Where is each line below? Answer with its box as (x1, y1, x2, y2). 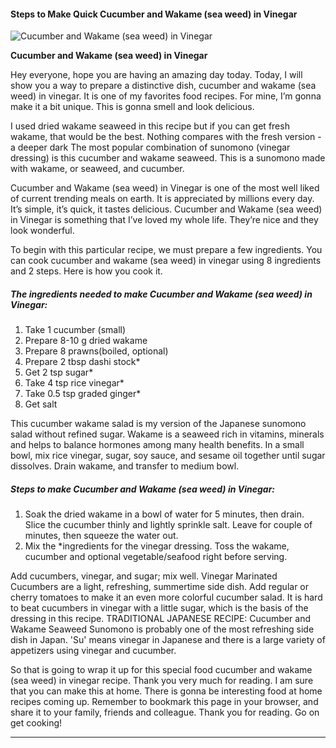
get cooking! (10, 717, 63, 729)
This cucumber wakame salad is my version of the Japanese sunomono (10, 418, 307, 430)
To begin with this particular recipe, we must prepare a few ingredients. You (10, 244, 323, 256)
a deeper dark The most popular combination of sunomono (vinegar (10, 141, 291, 154)
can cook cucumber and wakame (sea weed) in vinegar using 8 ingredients (10, 255, 322, 267)
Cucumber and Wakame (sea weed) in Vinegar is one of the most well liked (10, 182, 320, 194)
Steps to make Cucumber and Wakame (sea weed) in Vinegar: (10, 483, 276, 495)
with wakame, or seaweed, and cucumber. (10, 163, 185, 175)
